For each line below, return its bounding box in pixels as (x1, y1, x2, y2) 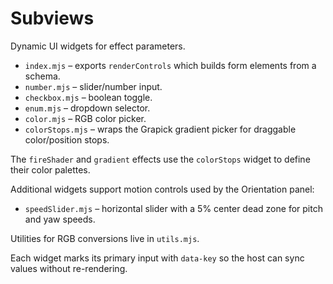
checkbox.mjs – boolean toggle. (24, 91, 153, 103)
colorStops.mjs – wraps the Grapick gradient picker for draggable (24, 123, 297, 135)
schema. (24, 70, 61, 82)
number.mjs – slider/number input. (24, 80, 163, 92)
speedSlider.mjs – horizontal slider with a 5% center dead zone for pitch (24, 202, 323, 214)
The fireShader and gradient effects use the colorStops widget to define (10, 153, 311, 165)
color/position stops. (24, 133, 110, 146)
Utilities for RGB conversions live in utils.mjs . (10, 232, 200, 244)
